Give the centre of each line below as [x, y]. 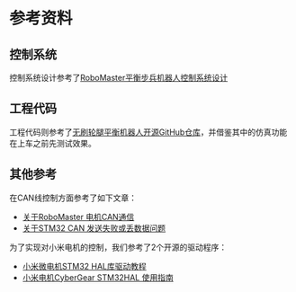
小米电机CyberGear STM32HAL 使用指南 [98, 277]
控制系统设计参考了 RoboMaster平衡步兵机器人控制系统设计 [118, 78]
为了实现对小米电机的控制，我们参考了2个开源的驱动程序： [118, 247]
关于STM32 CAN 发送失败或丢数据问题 [94, 228]
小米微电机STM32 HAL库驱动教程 [84, 266]
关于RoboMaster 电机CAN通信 [78, 217]
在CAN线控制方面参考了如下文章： [73, 198]
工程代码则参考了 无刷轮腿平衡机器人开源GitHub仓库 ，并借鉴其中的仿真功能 [148, 132]
